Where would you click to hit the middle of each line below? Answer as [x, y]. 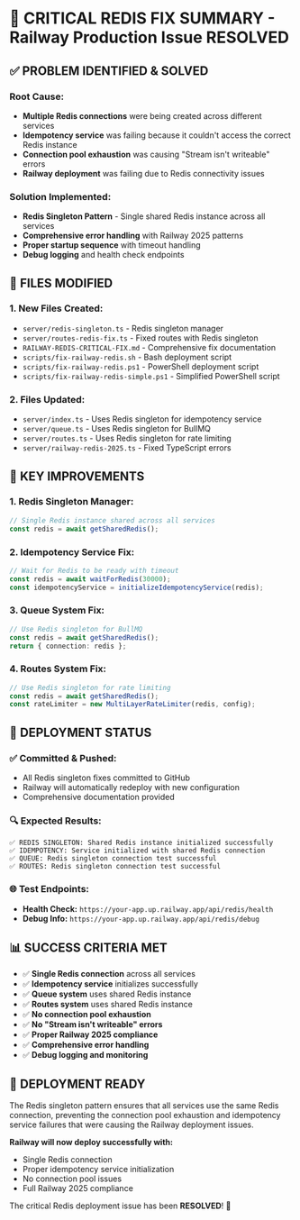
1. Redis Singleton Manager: [72, 502]
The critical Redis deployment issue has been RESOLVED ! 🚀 [120, 1206]
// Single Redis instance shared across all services [113, 520]
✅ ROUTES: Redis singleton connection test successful [115, 867]
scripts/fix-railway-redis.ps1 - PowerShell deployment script [141, 366]
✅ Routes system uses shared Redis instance [108, 1005]
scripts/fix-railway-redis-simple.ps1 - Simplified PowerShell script [151, 376]
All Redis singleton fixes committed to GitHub [106, 778]
